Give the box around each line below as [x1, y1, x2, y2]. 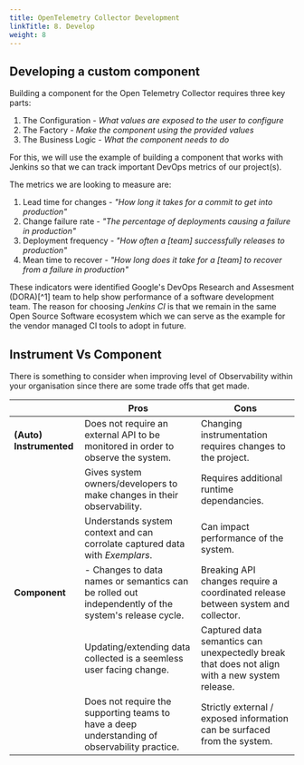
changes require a [200, 575, 278, 587]
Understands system [84, 515, 174, 527]
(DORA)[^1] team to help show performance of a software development [9, 291, 274, 302]
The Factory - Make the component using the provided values [22, 124, 255, 136]
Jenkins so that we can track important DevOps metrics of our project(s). [9, 162, 282, 172]
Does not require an [84, 417, 169, 429]
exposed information [200, 712, 290, 724]
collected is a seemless [84, 652, 184, 664]
